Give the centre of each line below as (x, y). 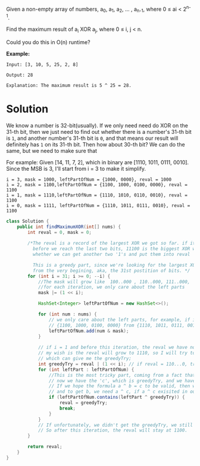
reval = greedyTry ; (84, 403)
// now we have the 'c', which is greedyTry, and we (115, 381)
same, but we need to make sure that (51, 151)
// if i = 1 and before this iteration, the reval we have (112, 348)
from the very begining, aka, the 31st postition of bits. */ (111, 270)
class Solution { (28, 221)
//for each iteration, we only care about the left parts (111, 287)
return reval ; (45, 447)
